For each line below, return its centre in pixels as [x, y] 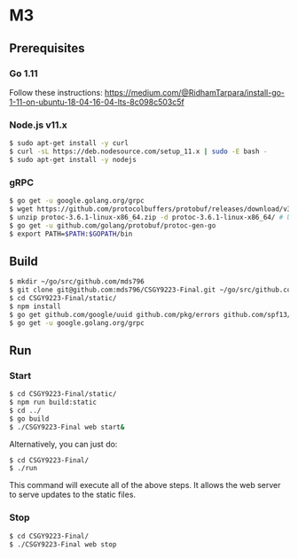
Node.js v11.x [39, 125]
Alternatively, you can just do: [63, 444]
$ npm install [35, 306]
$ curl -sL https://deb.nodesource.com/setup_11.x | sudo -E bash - [138, 151]
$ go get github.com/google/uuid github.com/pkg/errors [114, 314]
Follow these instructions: [56, 92]
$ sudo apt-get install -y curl [69, 143]
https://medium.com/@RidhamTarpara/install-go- [195, 92]
